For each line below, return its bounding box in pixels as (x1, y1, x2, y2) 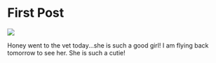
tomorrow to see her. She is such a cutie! (7, 48, 126, 57)
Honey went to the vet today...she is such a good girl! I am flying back (7, 41, 209, 50)
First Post (7, 5, 65, 21)
